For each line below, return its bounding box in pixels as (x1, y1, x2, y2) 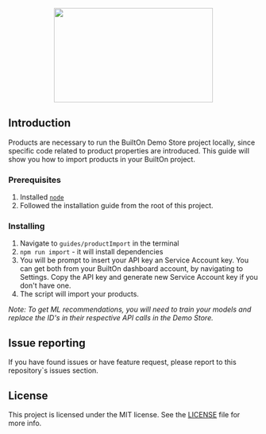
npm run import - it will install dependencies (19, 247, 164, 257)
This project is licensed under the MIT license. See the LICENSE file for (8, 410, 241, 420)
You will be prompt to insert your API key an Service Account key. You (19, 255, 249, 265)
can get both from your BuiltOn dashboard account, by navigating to (19, 264, 244, 273)
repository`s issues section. (8, 366, 99, 375)
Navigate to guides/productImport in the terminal (19, 238, 179, 248)
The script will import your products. (19, 289, 139, 299)
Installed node (19, 192, 64, 202)
